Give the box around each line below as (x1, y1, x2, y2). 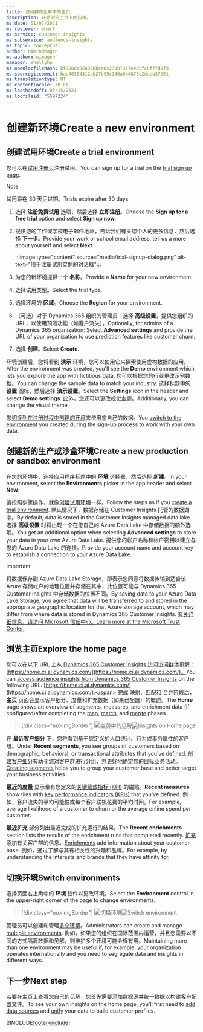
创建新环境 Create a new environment (6, 121, 195, 135)
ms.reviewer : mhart (6, 25, 56, 32)
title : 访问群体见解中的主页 (6, 8, 71, 15)
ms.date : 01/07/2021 (6, 20, 59, 26)
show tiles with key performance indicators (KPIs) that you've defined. (6, 791, 181, 798)
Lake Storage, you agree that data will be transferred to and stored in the (6, 597, 187, 604)
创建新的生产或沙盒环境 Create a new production (6, 446, 188, 456)
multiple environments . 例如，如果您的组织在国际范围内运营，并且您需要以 (6, 929, 192, 937)
